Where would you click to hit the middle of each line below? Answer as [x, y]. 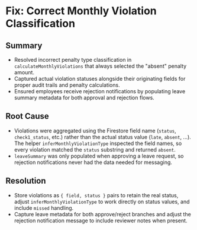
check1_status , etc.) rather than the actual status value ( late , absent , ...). [103, 137]
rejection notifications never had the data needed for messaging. [93, 162]
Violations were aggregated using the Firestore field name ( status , [95, 130]
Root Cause [28, 116]
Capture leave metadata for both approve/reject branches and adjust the [103, 214]
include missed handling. [44, 208]
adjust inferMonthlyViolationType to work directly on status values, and [102, 201]
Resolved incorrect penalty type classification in [73, 60]
